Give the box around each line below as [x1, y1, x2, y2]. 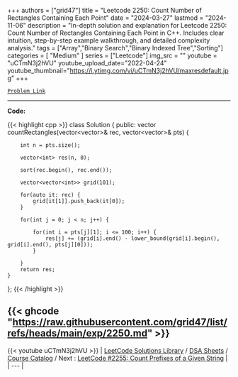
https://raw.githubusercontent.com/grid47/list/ [12, 316, 228, 329]
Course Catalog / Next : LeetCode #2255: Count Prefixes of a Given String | [7, 354, 228, 362]
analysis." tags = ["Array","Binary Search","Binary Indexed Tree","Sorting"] [7, 44, 223, 52]
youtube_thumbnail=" [7, 67, 70, 75]
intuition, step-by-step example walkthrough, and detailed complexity [7, 36, 210, 45]
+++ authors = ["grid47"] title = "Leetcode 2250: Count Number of [7, 6, 202, 14]
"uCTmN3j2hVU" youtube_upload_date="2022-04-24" [7, 59, 168, 67]
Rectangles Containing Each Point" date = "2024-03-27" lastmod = [7, 13, 204, 22]
